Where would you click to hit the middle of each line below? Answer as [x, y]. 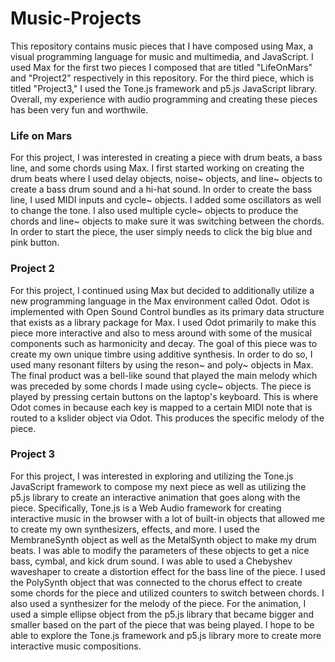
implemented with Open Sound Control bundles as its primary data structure [167, 311]
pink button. [35, 243]
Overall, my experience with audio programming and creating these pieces [164, 99]
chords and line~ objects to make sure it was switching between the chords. [167, 221]
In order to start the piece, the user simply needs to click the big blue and [161, 232]
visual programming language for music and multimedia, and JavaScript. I [162, 56]
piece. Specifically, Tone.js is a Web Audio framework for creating [146, 508]
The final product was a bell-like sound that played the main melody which [164, 375]
